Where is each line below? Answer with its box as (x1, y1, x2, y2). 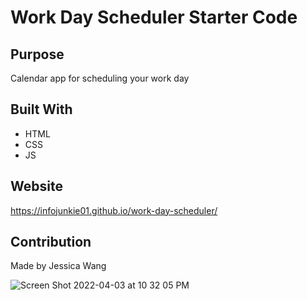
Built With (10, 101, 73, 118)
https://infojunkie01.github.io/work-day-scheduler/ (10, 204, 218, 216)
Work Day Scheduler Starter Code (10, 6, 298, 29)
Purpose (10, 46, 65, 63)
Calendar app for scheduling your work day (10, 72, 190, 84)
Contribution (10, 234, 92, 251)
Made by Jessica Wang (10, 260, 107, 272)
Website (10, 178, 63, 195)
